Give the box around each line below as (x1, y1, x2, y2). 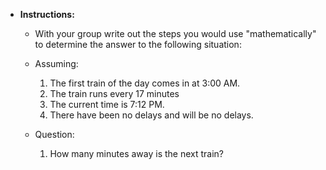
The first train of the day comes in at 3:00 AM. (49, 77, 241, 89)
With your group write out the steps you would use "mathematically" (34, 28, 317, 39)
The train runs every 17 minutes (49, 88, 180, 99)
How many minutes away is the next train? (49, 148, 225, 159)
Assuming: (34, 58, 79, 69)
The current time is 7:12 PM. (49, 99, 165, 110)
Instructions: (19, 9, 75, 20)
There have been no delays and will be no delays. (49, 109, 254, 121)
